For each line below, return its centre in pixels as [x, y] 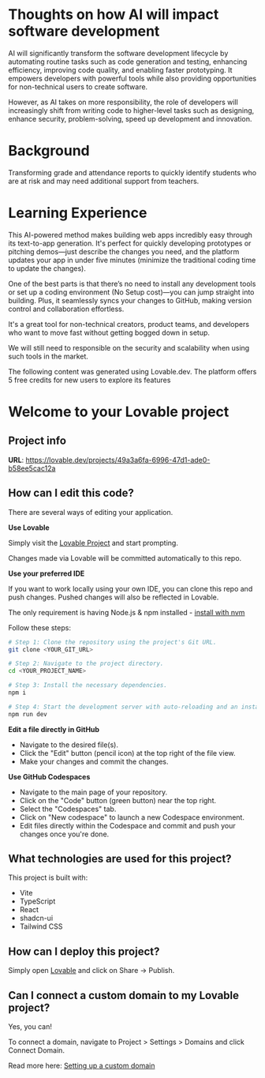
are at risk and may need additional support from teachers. [104, 181]
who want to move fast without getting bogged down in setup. [109, 332]
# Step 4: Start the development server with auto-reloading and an [123, 707]
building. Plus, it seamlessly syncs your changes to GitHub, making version [130, 300]
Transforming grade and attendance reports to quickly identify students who [132, 172]
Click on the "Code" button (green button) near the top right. [118, 800]
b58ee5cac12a [32, 468]
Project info [37, 441]
